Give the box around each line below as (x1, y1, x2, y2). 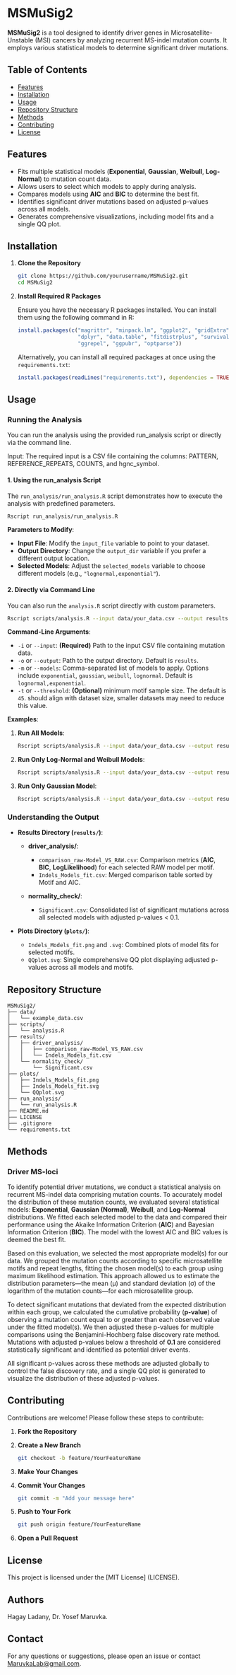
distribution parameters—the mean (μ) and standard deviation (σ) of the (7, 1279, 216, 1287)
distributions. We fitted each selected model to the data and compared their (7, 1212, 228, 1221)
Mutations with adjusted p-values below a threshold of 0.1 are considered (7, 1338, 221, 1346)
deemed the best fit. (7, 1235, 66, 1244)
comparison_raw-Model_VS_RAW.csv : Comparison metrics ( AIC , (38, 856, 216, 864)
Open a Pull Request (17, 1534, 79, 1543)
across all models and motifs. (49, 963, 134, 972)
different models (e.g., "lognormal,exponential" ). (17, 569, 161, 578)
